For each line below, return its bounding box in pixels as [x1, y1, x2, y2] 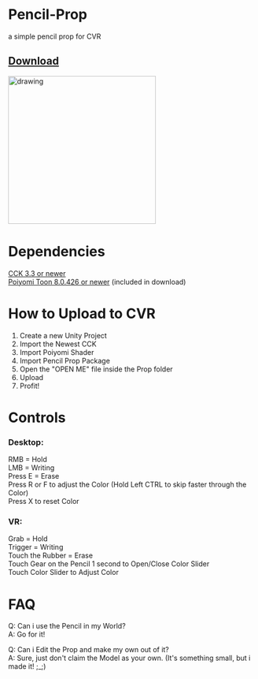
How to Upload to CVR [8, 304, 156, 323]
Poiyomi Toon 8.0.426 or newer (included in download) [8, 277, 186, 286]
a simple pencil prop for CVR [8, 32, 101, 41]
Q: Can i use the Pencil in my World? [8, 621, 126, 631]
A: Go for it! [8, 629, 46, 640]
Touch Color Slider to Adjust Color [8, 568, 120, 577]
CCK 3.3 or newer [8, 268, 66, 278]
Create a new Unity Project [19, 330, 108, 340]
